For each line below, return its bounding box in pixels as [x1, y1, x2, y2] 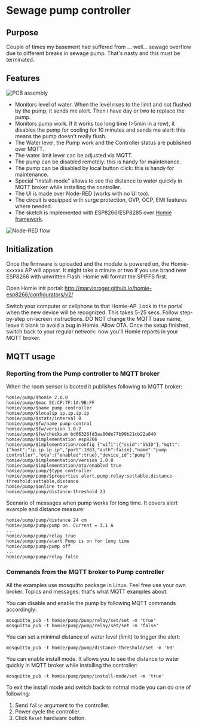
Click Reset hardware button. [14, 714, 86, 721]
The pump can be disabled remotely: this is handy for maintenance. [14, 158, 181, 165]
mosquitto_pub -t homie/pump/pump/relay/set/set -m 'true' [6, 617, 157, 623]
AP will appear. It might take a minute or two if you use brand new [25, 266, 187, 274]
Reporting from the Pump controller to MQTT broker [6, 369, 160, 378]
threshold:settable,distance [6, 478, 79, 485]
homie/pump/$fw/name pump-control [6, 421, 93, 427]
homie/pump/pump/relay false [6, 554, 79, 560]
